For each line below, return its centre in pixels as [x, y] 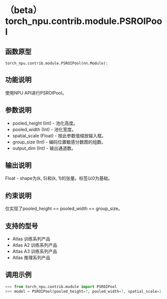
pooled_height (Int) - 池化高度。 [45, 123]
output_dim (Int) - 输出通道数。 [44, 148]
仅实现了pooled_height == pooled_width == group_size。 [64, 208]
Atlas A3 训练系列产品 [35, 251]
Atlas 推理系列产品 [31, 257]
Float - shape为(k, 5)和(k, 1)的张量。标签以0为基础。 [59, 178]
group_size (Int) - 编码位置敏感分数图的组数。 [59, 142]
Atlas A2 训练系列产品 [35, 245]
